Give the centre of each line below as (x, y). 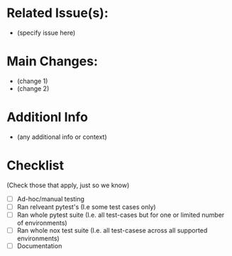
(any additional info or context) (62, 137)
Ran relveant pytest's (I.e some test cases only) (87, 206)
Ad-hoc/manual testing (50, 199)
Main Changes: (53, 61)
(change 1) (32, 81)
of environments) (42, 223)
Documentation (39, 246)
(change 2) (33, 88)
